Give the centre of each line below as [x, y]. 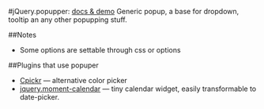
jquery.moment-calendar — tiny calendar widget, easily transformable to [138, 89]
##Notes [23, 35]
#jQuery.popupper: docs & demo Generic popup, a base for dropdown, [124, 11]
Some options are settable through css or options [100, 50]
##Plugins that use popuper [53, 65]
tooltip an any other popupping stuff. [68, 20]
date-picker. [40, 97]
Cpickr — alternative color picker [74, 80]
